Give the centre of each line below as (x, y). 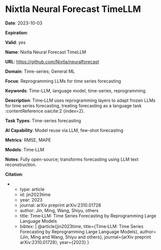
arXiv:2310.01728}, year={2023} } (54, 242)
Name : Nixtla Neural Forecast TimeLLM (46, 52)
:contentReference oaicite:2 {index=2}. (45, 111)
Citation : (14, 174)
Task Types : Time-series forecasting (43, 120)
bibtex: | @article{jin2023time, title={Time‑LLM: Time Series (81, 226)
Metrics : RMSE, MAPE (28, 140)
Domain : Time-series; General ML (40, 71)
